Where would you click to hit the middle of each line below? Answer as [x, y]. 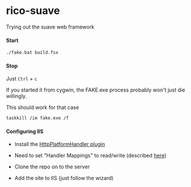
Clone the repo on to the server [52, 167]
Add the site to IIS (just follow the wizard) [64, 178]
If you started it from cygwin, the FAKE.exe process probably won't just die [95, 90]
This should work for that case [43, 107]
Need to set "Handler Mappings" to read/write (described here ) [91, 156]
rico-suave [33, 11]
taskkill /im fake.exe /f [37, 118]
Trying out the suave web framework [50, 27]
